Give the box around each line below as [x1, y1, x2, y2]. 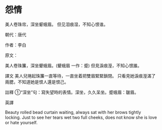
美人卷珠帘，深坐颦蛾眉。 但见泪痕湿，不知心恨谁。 [5, 21, 108, 27]
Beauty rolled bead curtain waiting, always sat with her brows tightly [5, 109, 141, 115]
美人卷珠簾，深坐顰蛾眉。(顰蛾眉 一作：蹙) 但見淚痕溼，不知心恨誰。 [5, 63, 142, 68]
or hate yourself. [5, 119, 38, 125]
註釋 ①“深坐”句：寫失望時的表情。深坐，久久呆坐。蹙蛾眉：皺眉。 [5, 89, 139, 95]
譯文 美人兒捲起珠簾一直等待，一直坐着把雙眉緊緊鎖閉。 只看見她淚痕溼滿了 [5, 73, 156, 79]
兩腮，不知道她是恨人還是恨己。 [5, 79, 69, 85]
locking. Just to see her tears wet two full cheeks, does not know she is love [5, 114, 157, 120]
